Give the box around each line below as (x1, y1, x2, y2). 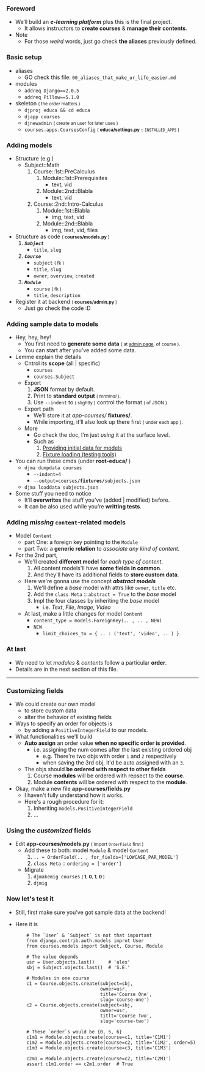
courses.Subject (33, 374, 75, 380)
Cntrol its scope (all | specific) (24, 360, 101, 367)
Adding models (6, 141, 52, 149)
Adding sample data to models (6, 320, 99, 328)
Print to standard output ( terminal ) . (33, 392, 121, 399)
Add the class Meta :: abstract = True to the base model (33, 591, 177, 598)
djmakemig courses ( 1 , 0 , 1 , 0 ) (33, 874, 105, 880)
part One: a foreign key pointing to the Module (24, 538, 138, 546)
